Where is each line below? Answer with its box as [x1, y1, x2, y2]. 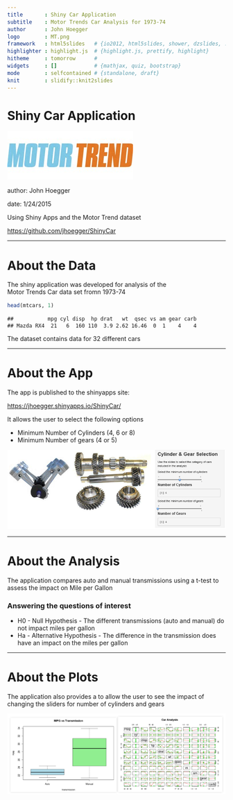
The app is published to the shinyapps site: [7, 388, 130, 397]
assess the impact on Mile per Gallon [7, 583, 113, 592]
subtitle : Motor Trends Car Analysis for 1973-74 [7, 18, 166, 26]
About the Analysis [7, 553, 120, 569]
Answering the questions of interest [7, 600, 132, 610]
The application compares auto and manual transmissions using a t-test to [7, 576, 219, 584]
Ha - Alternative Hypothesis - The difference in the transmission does [17, 632, 216, 640]
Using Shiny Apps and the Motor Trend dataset [7, 214, 141, 222]
